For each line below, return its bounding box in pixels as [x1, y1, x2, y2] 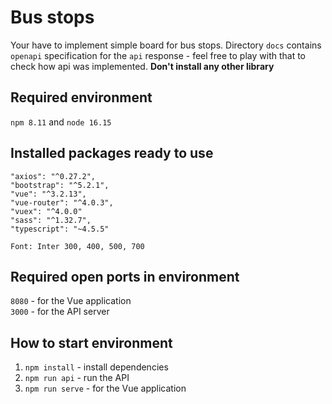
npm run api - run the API [24, 372, 130, 384]
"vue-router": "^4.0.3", [10, 197, 114, 208]
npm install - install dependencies [24, 361, 169, 373]
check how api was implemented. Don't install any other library [10, 60, 275, 72]
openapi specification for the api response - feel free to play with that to [10, 49, 307, 61]
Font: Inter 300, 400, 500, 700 [10, 241, 145, 251]
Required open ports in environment [10, 268, 240, 285]
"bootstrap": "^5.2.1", [10, 180, 110, 190]
